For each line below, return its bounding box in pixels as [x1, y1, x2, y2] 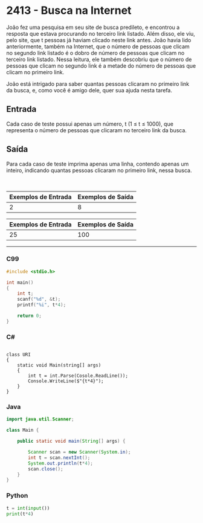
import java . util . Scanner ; [6, 416, 74, 423]
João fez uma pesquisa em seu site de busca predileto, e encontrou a [6, 24, 180, 31]
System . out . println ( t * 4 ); [28, 460, 94, 466]
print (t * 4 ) [6, 511, 34, 517]
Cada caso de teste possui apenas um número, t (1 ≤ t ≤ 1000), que [6, 120, 174, 127]
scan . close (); [28, 466, 63, 472]
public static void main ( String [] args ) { [17, 438, 126, 444]
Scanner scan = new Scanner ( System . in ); [28, 449, 131, 455]
